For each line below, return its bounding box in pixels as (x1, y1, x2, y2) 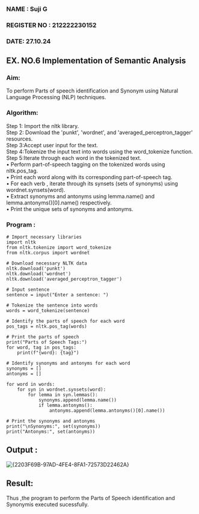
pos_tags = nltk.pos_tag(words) (6, 323, 87, 329)
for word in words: (6, 381, 55, 388)
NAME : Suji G (6, 5, 47, 13)
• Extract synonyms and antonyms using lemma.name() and (6, 192, 155, 200)
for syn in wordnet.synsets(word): (17, 387, 106, 393)
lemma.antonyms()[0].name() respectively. (6, 199, 112, 206)
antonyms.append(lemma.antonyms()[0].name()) (49, 408, 165, 414)
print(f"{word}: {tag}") (17, 350, 79, 356)
